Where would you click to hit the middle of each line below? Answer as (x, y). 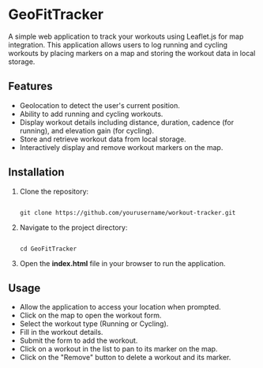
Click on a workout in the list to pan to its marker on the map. (118, 349)
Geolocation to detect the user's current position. (100, 105)
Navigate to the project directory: (73, 227)
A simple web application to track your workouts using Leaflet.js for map (126, 36)
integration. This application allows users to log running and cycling (118, 44)
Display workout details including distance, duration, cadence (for (127, 122)
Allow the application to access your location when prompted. (120, 307)
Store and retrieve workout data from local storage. (103, 139)
